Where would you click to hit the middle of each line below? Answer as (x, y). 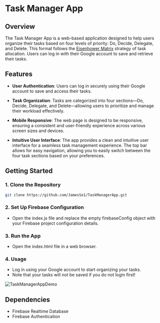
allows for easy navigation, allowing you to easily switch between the (81, 150)
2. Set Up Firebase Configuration (44, 208)
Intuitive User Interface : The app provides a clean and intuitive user (80, 140)
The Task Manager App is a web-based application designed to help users (80, 38)
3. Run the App (23, 236)
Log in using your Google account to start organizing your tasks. (76, 270)
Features (19, 74)
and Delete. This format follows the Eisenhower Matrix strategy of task (76, 48)
